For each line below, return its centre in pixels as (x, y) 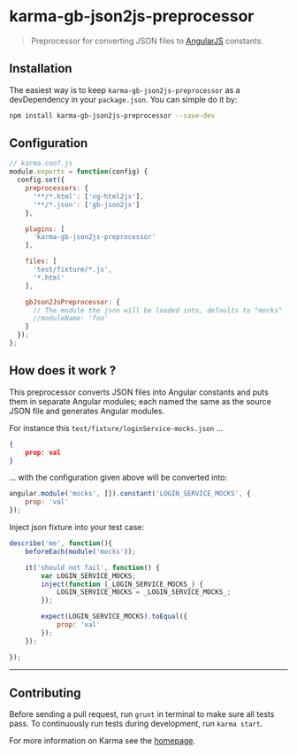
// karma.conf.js (41, 164)
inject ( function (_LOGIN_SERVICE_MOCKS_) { (122, 584)
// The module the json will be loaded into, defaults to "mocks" (157, 310)
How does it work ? (63, 370)
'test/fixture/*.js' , (72, 270)
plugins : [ (45, 229)
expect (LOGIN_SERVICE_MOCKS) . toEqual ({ (114, 617)
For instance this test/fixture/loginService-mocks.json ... (116, 428)
